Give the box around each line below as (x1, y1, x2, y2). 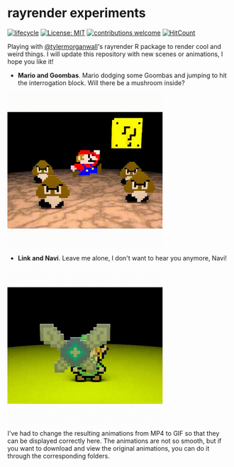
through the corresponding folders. (7, 451, 110, 460)
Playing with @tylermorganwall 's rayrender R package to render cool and (7, 42, 222, 50)
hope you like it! (7, 57, 54, 65)
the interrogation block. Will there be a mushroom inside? (17, 78, 186, 87)
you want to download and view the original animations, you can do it (7, 444, 210, 452)
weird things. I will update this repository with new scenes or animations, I (7, 50, 223, 58)
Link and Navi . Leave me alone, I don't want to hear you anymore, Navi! (17, 253, 227, 262)
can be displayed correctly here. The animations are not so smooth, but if (7, 436, 222, 445)
